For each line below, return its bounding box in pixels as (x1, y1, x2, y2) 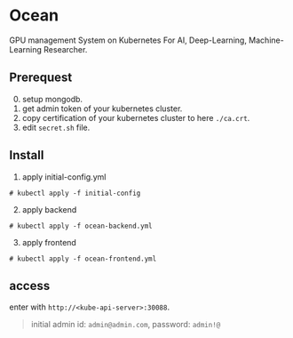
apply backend (21, 204, 77, 214)
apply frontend (21, 237, 77, 247)
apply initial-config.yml (21, 171, 107, 182)
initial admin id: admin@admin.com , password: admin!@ (30, 319, 221, 330)
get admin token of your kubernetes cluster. (21, 103, 183, 114)
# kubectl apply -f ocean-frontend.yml (9, 254, 157, 263)
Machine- (248, 35, 284, 45)
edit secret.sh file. (21, 122, 91, 133)
